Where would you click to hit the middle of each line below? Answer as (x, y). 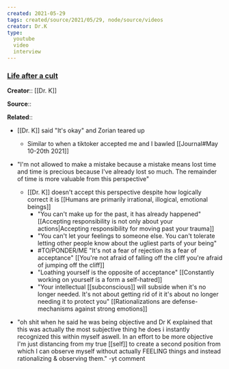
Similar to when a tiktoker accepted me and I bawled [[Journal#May (123, 144)
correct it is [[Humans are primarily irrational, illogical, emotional (118, 200)
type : (15, 33)
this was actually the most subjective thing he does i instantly (103, 329)
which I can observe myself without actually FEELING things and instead (119, 351)
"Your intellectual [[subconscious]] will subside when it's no (122, 287)
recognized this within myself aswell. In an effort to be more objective (115, 337)
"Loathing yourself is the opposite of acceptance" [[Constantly (126, 272)
